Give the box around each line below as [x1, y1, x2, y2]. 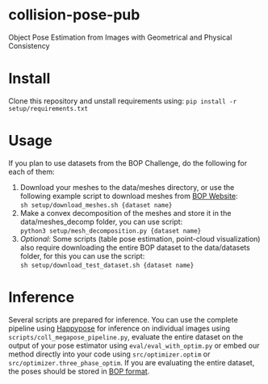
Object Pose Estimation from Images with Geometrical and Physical [8, 32, 232, 42]
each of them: [8, 167, 55, 176]
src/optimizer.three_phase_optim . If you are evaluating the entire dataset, [8, 357, 255, 367]
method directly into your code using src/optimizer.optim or [8, 349, 211, 359]
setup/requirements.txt [8, 104, 89, 112]
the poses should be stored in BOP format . [8, 366, 150, 376]
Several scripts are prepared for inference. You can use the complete [8, 314, 238, 324]
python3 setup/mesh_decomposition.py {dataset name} [19, 226, 202, 235]
